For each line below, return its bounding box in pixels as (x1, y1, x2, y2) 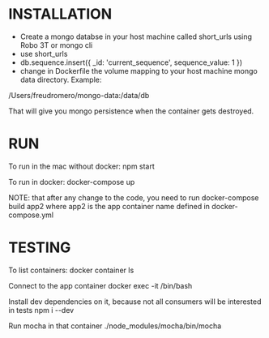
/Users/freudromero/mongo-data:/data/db (8, 90, 150, 100)
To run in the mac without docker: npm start (8, 161, 156, 171)
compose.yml (8, 210, 54, 220)
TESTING (8, 238, 71, 257)
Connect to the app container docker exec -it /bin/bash (8, 280, 193, 290)
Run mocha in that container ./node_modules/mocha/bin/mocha (8, 321, 222, 331)
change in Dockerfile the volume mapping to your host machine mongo (19, 66, 258, 75)
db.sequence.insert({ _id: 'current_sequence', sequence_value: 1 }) (19, 58, 243, 67)
